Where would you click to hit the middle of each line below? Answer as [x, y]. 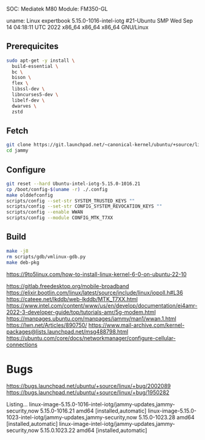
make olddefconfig [30, 195]
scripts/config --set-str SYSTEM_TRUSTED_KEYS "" [71, 201]
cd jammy [17, 151]
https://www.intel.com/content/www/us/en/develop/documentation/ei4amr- [102, 305]
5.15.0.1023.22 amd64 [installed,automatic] [94, 430]
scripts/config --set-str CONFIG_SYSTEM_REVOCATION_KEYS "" [85, 207]
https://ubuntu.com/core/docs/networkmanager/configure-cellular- [91, 338]
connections [22, 345]
